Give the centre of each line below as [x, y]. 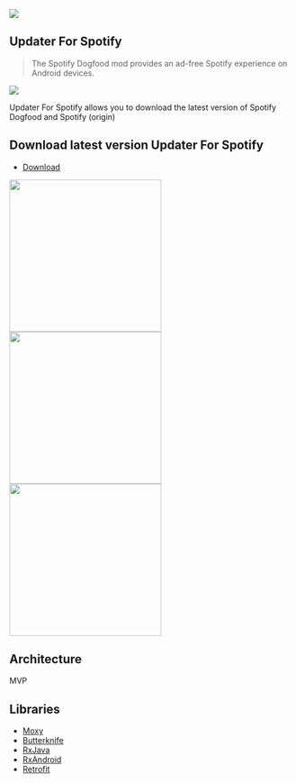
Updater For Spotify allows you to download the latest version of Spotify [143, 107]
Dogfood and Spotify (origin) [63, 116]
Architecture [46, 659]
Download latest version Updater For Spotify [136, 146]
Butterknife [43, 741]
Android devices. [63, 73]
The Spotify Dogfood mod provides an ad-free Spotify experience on [159, 63]
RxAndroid [42, 760]
